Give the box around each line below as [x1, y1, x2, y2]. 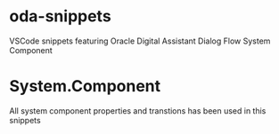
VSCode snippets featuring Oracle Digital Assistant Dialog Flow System [9, 35, 271, 46]
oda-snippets [9, 6, 111, 27]
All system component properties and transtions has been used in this [9, 105, 267, 116]
